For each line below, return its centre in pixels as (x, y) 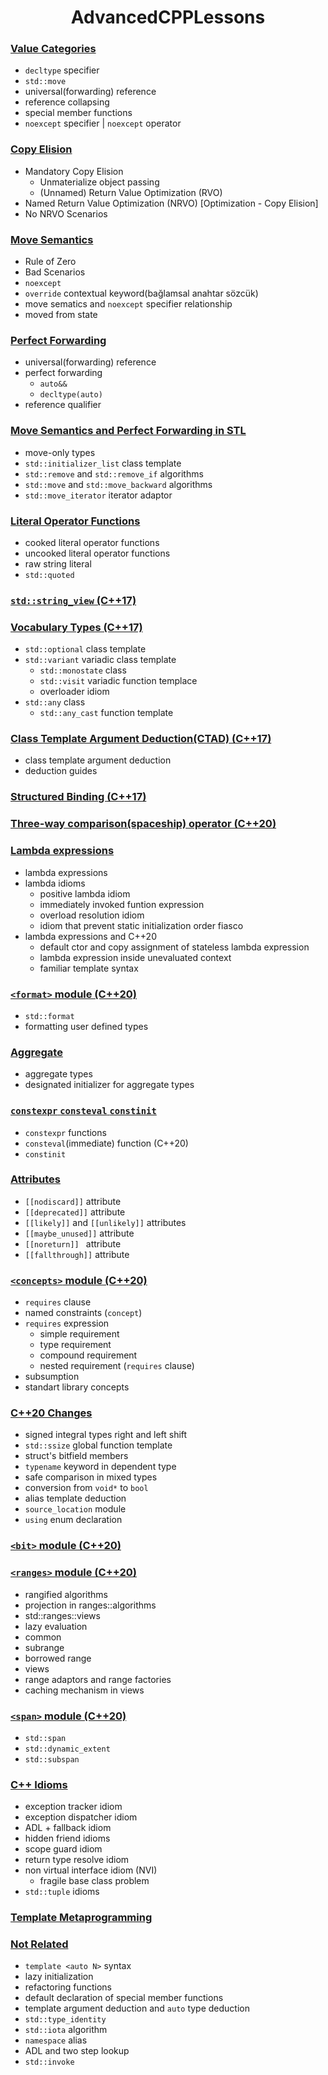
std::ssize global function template (98, 1445)
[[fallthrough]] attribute (77, 1254)
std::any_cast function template (106, 713)
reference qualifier (63, 405)
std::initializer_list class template (103, 463)
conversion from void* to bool (86, 1488)
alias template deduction (75, 1498)
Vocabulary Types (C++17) (76, 627)
